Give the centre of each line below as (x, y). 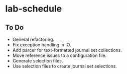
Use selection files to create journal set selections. (65, 66)
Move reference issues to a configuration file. (59, 55)
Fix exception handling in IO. (42, 45)
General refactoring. (33, 39)
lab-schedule (34, 9)
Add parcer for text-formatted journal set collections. (67, 50)
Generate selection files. (38, 61)
